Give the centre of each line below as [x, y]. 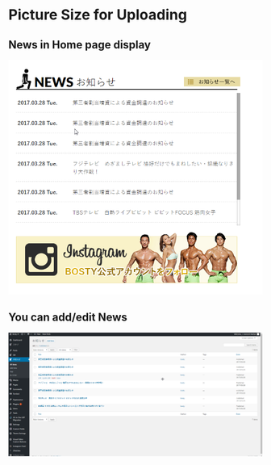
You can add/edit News [68, 318]
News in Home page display [80, 45]
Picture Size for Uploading [98, 15]
